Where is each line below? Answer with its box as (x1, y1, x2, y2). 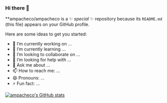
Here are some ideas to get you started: (5, 31, 87, 37)
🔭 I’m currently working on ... (12, 41, 72, 47)
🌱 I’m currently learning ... (12, 46, 66, 52)
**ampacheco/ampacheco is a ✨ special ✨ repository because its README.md (5, 16, 162, 22)
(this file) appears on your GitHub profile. (5, 21, 90, 27)
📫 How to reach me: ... (12, 67, 60, 74)
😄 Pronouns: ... (12, 75, 45, 81)
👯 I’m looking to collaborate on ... (12, 51, 80, 57)
